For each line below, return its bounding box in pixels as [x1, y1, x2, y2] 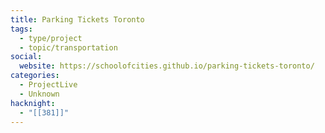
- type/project [19, 33, 83, 43]
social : [10, 52, 43, 62]
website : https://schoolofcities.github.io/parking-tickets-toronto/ [19, 61, 315, 71]
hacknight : [10, 98, 56, 108]
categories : [10, 71, 60, 81]
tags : [10, 24, 33, 34]
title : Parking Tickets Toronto [10, 14, 145, 25]
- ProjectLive [19, 80, 78, 90]
